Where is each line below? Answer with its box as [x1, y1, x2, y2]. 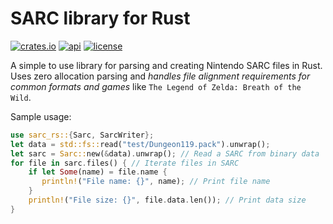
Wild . [10, 91, 32, 103]
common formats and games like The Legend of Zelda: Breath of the [10, 80, 302, 92]
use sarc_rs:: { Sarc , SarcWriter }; [10, 130, 155, 140]
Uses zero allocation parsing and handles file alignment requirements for [10, 70, 311, 82]
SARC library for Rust [10, 7, 191, 30]
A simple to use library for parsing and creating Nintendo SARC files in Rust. [10, 59, 323, 71]
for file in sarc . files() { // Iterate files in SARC [10, 158, 240, 168]
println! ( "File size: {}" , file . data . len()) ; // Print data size [28, 195, 307, 206]
